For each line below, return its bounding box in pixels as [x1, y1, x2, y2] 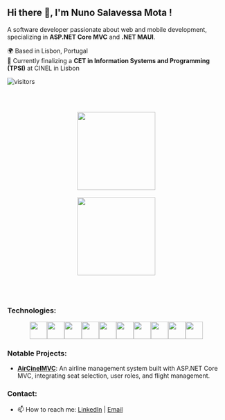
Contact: [7, 389, 37, 399]
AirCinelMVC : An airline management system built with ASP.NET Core [17, 365, 218, 373]
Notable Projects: [7, 349, 67, 358]
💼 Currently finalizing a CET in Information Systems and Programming [7, 56, 210, 64]
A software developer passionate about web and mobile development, [7, 25, 208, 33]
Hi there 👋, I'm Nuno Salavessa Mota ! [7, 7, 172, 19]
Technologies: [7, 306, 57, 315]
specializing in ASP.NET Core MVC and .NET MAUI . [7, 33, 156, 41]
